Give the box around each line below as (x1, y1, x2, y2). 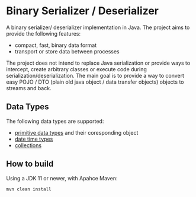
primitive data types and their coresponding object (14, 129, 139, 136)
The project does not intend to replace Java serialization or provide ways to (6, 59, 191, 66)
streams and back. (6, 84, 52, 91)
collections (14, 141, 42, 149)
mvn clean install (6, 186, 52, 192)
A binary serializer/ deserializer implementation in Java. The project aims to (6, 24, 190, 31)
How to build (6, 159, 54, 169)
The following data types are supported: (6, 117, 104, 125)
